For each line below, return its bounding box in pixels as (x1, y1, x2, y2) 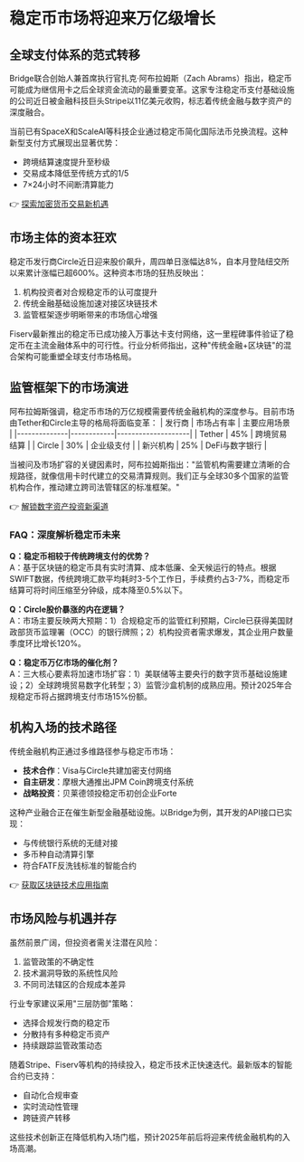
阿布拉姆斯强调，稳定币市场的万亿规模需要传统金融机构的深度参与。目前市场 (9, 405, 295, 416)
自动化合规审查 (22, 1090, 79, 1100)
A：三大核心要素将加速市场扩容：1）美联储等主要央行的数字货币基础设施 (9, 668, 280, 679)
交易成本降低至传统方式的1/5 (22, 168, 129, 178)
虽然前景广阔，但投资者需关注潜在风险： (9, 937, 160, 948)
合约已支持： (9, 1070, 57, 1081)
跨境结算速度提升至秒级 (22, 157, 110, 167)
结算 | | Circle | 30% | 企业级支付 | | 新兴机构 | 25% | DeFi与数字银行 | (9, 440, 267, 451)
